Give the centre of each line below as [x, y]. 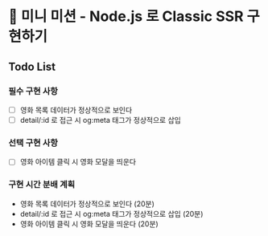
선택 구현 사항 [33, 143]
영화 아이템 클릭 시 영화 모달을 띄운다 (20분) [89, 224]
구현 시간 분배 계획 [42, 185]
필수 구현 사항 [33, 91]
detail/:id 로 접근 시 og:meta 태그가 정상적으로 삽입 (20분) [111, 214]
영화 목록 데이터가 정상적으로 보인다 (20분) [87, 203]
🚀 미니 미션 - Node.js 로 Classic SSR [126, 16]
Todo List [32, 66]
